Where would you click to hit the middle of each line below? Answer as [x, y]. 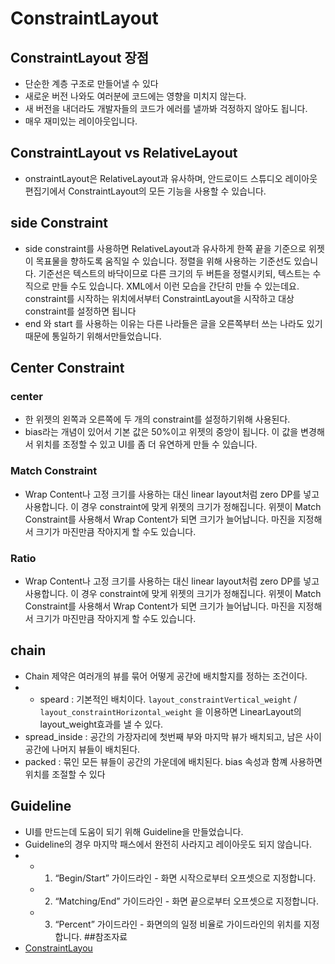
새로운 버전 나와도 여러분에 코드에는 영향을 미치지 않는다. [135, 96]
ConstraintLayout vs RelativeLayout [124, 153]
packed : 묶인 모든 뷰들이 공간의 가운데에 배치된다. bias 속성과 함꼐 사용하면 [173, 761]
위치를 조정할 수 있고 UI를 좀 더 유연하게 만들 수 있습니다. [146, 444]
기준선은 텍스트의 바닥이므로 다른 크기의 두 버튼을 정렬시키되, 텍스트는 [174, 273]
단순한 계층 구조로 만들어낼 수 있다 [91, 83]
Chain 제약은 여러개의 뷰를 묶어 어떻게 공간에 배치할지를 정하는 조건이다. [166, 676]
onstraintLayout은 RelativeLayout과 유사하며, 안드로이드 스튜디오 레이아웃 [171, 178]
